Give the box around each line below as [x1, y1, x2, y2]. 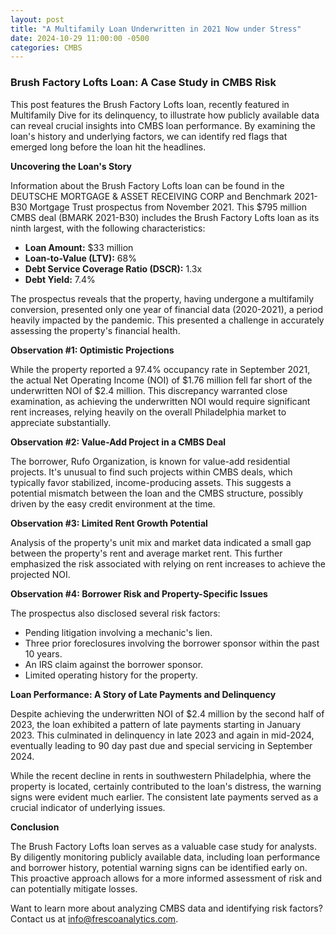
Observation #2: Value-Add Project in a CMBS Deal [10, 436, 227, 448]
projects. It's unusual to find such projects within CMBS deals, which [10, 466, 293, 478]
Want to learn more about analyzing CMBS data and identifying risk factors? [10, 902, 323, 914]
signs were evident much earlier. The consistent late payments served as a [10, 791, 319, 803]
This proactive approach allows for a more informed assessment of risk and [10, 872, 322, 884]
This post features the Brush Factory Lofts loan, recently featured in [10, 98, 290, 110]
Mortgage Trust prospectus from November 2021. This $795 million [29, 201, 307, 213]
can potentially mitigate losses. [10, 882, 138, 895]
